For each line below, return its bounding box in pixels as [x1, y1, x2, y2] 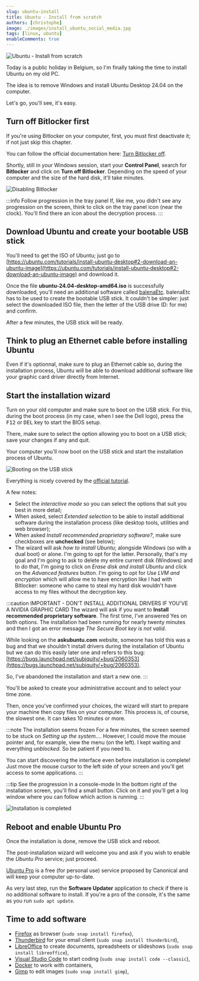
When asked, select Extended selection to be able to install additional [14, 513, 184, 520]
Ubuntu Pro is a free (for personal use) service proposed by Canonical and [6, 867, 188, 874]
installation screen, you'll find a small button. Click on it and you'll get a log [6, 787, 188, 794]
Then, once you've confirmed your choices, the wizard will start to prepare [6, 702, 189, 709]
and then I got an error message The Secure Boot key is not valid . [6, 625, 166, 632]
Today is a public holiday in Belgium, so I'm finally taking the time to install [6, 64, 187, 71]
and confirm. [6, 307, 37, 314]
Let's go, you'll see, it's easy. [6, 99, 77, 107]
